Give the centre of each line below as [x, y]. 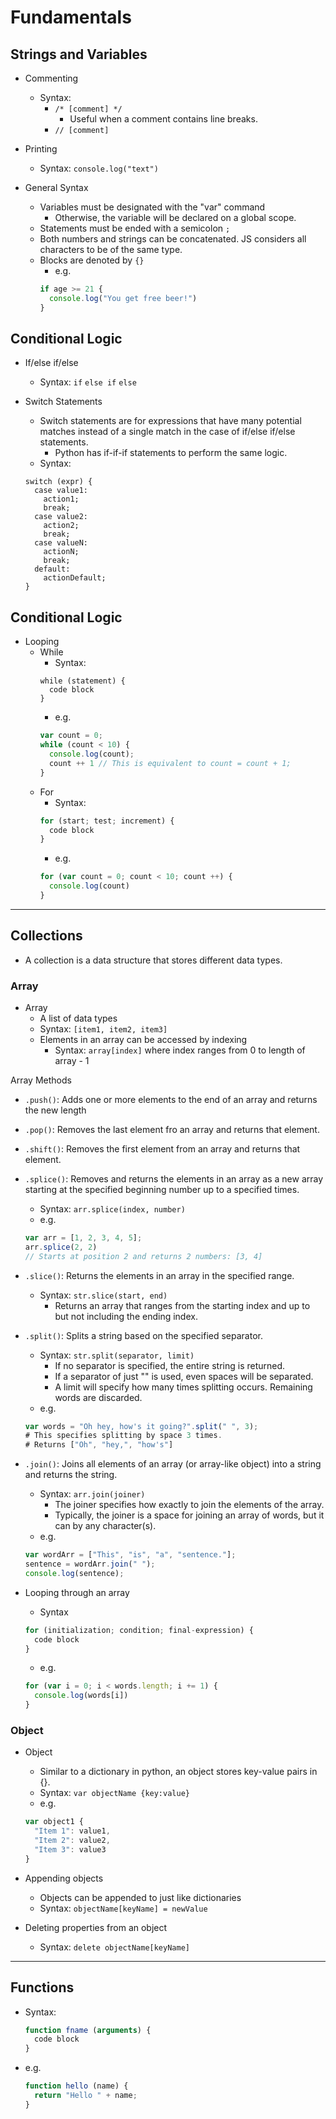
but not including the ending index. [126, 1316]
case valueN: [61, 543]
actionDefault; [75, 578]
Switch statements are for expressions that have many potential [170, 421]
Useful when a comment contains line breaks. [163, 119]
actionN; [61, 552]
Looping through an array [77, 1592]
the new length [55, 1110]
